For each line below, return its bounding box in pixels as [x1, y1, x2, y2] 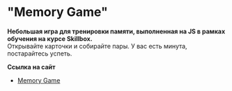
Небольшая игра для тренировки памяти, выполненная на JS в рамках [7, 27, 226, 35]
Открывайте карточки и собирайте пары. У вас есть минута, [7, 42, 187, 50]
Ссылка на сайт [7, 63, 56, 71]
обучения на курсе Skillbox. [7, 34, 93, 42]
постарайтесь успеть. [7, 49, 72, 58]
